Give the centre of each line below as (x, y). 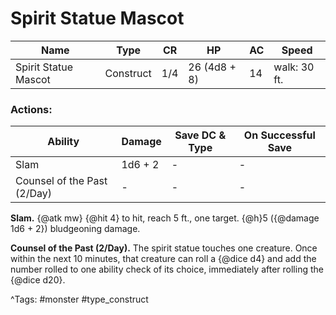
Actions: (31, 109)
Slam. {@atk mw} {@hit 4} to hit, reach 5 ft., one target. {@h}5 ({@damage (165, 218)
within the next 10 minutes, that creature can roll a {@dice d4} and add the (163, 259)
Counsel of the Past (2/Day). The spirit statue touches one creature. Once (164, 248)
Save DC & (200, 135)
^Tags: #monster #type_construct (79, 299)
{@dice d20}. (38, 280)
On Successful (279, 135)
